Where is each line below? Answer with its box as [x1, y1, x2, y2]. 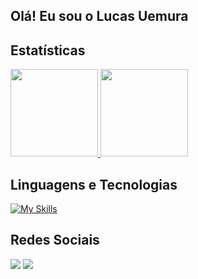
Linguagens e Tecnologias [10, 176, 178, 193]
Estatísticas [10, 42, 86, 59]
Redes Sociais [10, 232, 100, 249]
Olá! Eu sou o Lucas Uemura [10, 8, 189, 25]
